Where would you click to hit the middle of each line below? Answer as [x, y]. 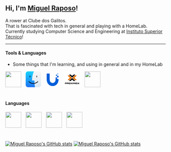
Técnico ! [15, 36]
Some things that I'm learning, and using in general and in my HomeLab [88, 64]
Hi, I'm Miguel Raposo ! [42, 8]
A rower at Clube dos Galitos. [36, 20]
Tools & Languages [26, 53]
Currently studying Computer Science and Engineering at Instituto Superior [84, 31]
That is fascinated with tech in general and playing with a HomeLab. [76, 26]
